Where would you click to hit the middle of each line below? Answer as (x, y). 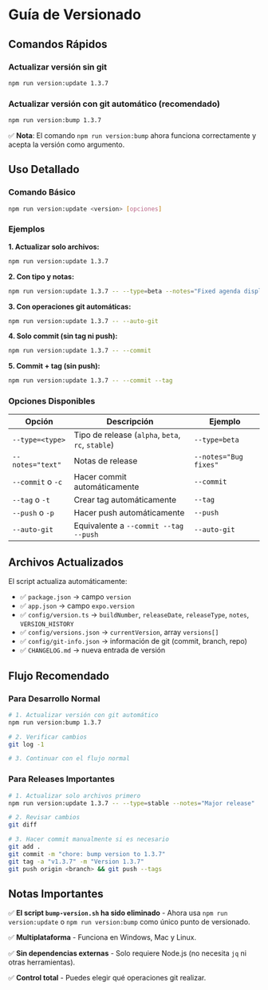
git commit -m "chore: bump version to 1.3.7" (87, 854)
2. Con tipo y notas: (41, 276)
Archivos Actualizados (66, 562)
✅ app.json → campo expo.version (77, 606)
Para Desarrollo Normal (54, 698)
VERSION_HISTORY (47, 625)
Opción (39, 422)
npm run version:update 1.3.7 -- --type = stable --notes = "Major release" (132, 803)
